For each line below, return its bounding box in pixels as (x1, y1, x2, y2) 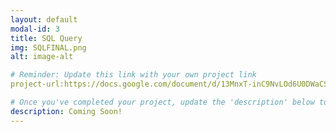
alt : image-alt (10, 52, 74, 62)
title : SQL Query (10, 33, 83, 43)
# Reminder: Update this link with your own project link (10, 70, 257, 80)
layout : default (10, 14, 78, 25)
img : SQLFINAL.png (10, 42, 87, 53)
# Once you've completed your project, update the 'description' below (10, 97, 315, 107)
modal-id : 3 (10, 24, 60, 34)
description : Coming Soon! (10, 106, 123, 116)
